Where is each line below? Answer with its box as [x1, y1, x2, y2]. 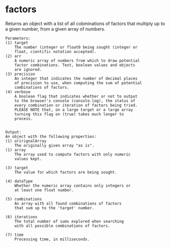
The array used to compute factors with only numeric [14, 152, 131, 157]
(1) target [5, 40, 29, 45]
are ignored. [14, 67, 42, 72]
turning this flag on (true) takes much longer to [14, 111, 124, 117]
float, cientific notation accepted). [14, 49, 97, 54]
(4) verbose [5, 89, 31, 94]
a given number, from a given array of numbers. [5, 26, 106, 32]
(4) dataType [5, 179, 33, 184]
